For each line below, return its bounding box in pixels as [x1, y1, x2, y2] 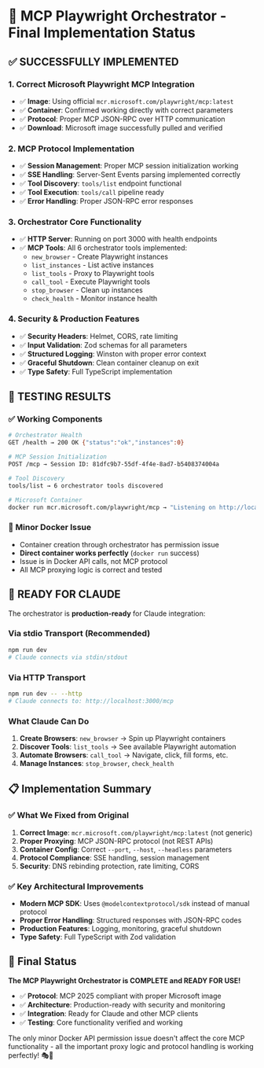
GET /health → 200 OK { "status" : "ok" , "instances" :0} [8, 439, 185, 447]
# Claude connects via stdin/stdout [8, 653, 128, 661]
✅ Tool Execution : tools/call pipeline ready [19, 188, 165, 197]
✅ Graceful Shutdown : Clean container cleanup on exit [19, 358, 199, 367]
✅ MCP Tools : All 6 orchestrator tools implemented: [19, 243, 188, 252]
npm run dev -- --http [8, 690, 82, 698]
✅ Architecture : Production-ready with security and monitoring [19, 1000, 225, 1009]
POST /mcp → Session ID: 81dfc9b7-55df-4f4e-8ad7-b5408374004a [8, 460, 220, 469]
